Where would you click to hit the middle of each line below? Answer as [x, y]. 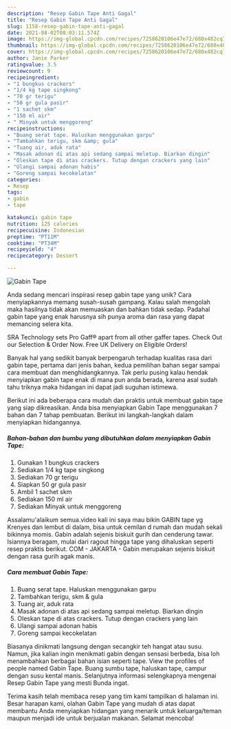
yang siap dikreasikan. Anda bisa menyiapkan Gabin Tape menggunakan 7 [112, 407]
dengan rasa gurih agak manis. [51, 556]
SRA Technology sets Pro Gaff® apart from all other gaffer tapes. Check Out [114, 337]
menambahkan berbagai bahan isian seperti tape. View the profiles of [106, 661]
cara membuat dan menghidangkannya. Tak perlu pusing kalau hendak [108, 372]
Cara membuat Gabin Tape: [48, 572]
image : [16, 39]
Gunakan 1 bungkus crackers [58, 462]
